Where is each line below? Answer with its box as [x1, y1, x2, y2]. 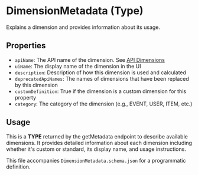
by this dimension [14, 81, 58, 88]
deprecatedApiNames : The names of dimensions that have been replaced [14, 75, 189, 82]
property [14, 94, 37, 101]
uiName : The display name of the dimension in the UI [14, 62, 141, 70]
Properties [6, 41, 46, 51]
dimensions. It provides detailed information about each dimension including [6, 139, 192, 146]
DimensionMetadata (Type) [6, 4, 144, 18]
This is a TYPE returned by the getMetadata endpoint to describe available [6, 133, 188, 140]
